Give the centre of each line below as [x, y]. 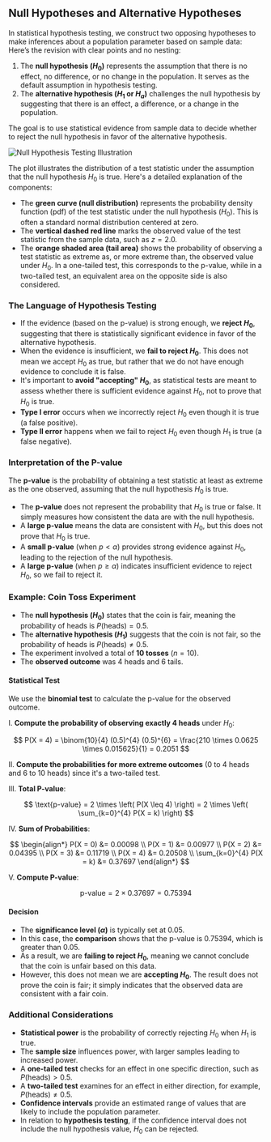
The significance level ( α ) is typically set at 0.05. [102, 930]
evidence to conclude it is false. [73, 372]
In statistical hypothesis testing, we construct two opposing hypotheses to [132, 32]
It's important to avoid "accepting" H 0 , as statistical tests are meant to [138, 381]
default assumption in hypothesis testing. [89, 85]
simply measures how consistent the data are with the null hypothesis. [137, 517]
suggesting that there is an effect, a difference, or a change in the [129, 104]
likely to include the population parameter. [90, 1112]
